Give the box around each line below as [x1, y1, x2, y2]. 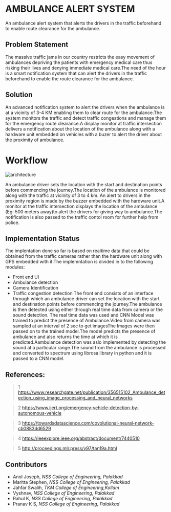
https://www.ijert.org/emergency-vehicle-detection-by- [22, 405, 139, 411]
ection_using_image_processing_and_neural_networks [17, 395, 133, 401]
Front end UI [12, 274, 39, 280]
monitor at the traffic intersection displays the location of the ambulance [5, 203, 158, 209]
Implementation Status [5, 234, 80, 243]
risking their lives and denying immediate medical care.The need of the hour [5, 64, 166, 71]
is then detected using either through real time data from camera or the [12, 306, 163, 313]
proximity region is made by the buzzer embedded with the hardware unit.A [5, 197, 165, 204]
